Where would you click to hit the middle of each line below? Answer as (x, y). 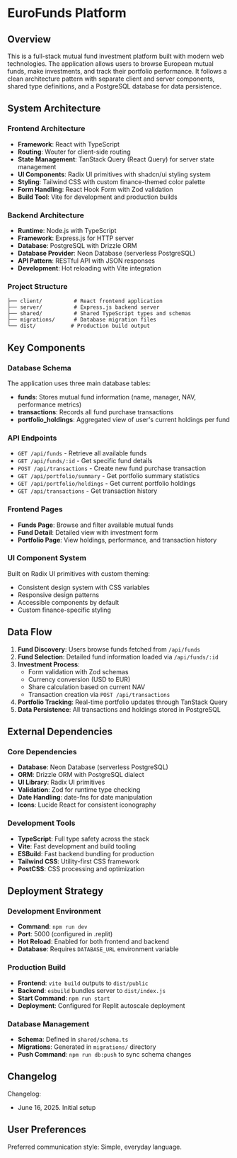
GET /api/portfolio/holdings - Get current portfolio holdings (106, 484)
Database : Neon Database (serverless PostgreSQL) (93, 767)
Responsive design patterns (58, 595)
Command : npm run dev (52, 926)
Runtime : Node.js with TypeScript (67, 230)
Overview (29, 39)
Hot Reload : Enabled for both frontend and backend (93, 942)
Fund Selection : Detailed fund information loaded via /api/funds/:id (118, 657)
